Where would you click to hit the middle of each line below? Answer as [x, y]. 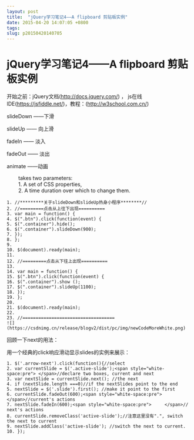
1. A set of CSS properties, [50, 184]
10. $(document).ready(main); [44, 250]
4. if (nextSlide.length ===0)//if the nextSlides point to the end [92, 384]
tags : [13, 28]
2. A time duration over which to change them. [74, 191]
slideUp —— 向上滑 [30, 129]
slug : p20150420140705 [34, 34]
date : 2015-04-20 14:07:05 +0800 [48, 22]
